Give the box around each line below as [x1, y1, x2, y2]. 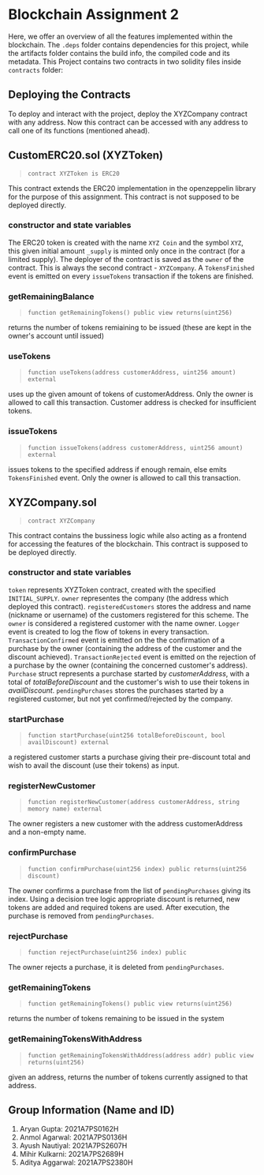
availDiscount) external [27, 739, 110, 747]
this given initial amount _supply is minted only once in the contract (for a [8, 246, 246, 256]
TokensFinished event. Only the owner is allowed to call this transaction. [8, 473, 241, 482]
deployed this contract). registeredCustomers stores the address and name [8, 601, 251, 611]
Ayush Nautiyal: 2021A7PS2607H [19, 1141, 128, 1151]
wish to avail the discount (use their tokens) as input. [8, 761, 180, 770]
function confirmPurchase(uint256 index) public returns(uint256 [27, 865, 247, 873]
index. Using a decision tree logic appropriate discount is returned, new [8, 894, 240, 904]
